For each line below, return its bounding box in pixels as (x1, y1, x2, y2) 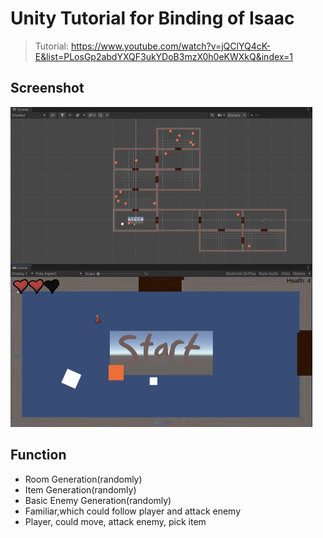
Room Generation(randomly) (24, 473, 143, 485)
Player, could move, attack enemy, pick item (24, 515, 207, 527)
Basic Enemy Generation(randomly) (24, 494, 172, 506)
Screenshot (10, 80, 85, 97)
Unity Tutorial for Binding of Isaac (10, 7, 295, 30)
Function (10, 447, 67, 464)
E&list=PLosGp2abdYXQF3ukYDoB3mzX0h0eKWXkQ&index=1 (34, 50, 293, 62)
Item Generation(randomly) (24, 483, 137, 496)
